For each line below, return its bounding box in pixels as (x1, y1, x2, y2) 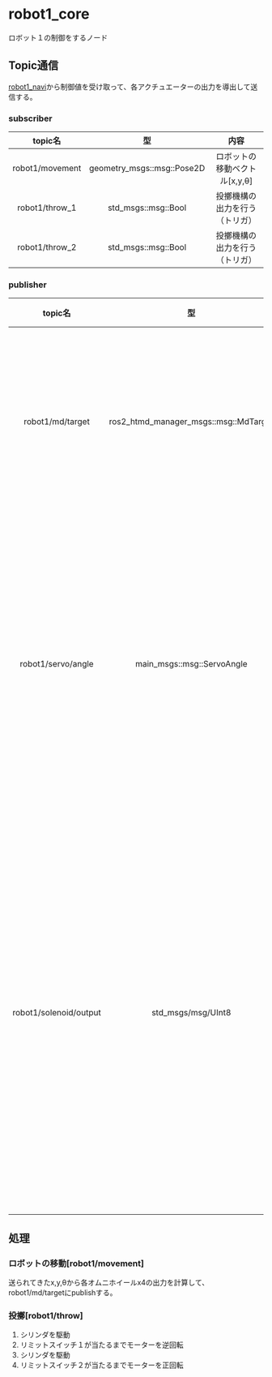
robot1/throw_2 (17, 242, 77, 253)
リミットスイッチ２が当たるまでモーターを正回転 (19, 1360, 184, 1371)
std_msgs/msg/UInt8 (151, 1007, 232, 1019)
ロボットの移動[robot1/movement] (8, 1258, 144, 1269)
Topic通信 (8, 58, 59, 73)
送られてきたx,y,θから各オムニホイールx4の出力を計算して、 (8, 1278, 209, 1288)
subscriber (8, 113, 53, 124)
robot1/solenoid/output (12, 1007, 101, 1019)
